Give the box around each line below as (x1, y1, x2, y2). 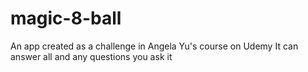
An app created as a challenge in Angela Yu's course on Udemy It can (10, 40, 299, 52)
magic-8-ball (10, 7, 122, 30)
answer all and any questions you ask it (10, 50, 173, 62)
